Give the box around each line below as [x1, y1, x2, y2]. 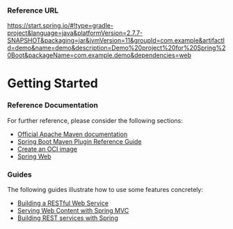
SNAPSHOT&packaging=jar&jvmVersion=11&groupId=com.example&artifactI [7, 36, 225, 45]
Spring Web [17, 152, 51, 161]
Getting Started [7, 75, 99, 91]
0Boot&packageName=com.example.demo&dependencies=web [7, 51, 192, 59]
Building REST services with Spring [17, 214, 118, 222]
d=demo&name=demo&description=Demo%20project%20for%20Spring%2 [7, 44, 226, 52]
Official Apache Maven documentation [17, 130, 128, 138]
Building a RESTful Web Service [17, 199, 109, 207]
